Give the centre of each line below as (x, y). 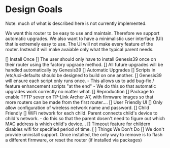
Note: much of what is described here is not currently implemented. (76, 23)
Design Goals (34, 9)
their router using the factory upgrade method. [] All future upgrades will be (84, 64)
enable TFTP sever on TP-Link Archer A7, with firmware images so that (79, 97)
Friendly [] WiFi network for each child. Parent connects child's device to (81, 113)
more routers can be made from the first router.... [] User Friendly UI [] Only (84, 102)
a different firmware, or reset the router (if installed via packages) (74, 140)
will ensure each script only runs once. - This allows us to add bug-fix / (80, 81)
